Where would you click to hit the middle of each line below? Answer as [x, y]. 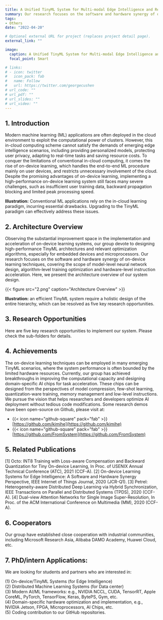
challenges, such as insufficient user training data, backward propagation [78, 187]
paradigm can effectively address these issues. [52, 211]
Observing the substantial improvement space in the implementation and [78, 238]
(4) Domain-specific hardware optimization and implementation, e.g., [74, 602]
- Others [14, 23]
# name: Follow [23, 81]
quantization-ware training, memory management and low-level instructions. [81, 394]
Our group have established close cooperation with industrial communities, [80, 534]
